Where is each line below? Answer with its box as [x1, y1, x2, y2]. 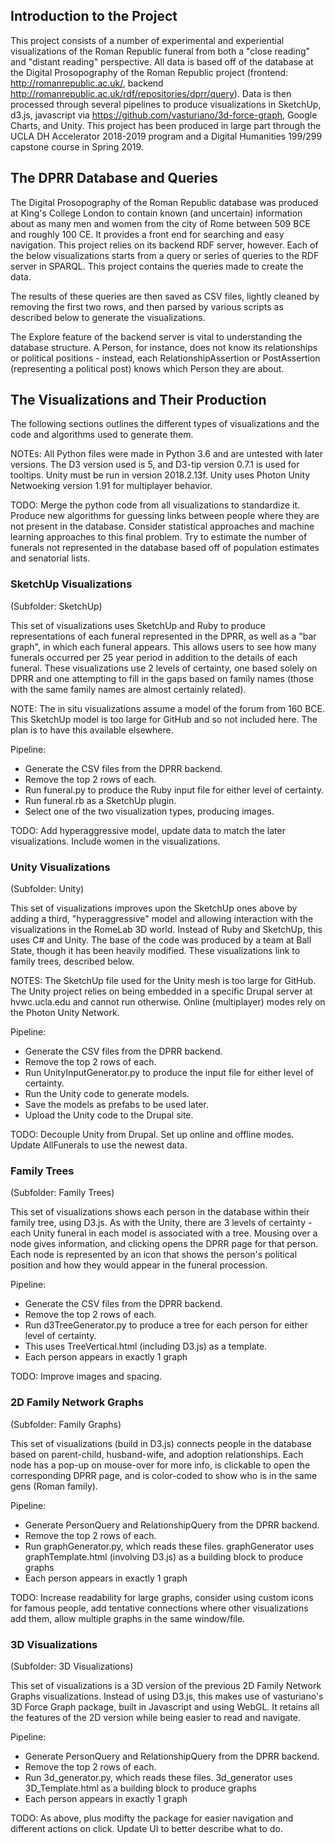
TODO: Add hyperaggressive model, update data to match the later [10, 824, 286, 836]
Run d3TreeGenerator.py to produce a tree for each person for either [24, 1319, 309, 1331]
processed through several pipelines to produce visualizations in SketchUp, [10, 98, 322, 110]
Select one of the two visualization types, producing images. [24, 805, 275, 817]
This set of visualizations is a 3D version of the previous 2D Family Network [10, 1679, 322, 1691]
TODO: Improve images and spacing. [10, 1370, 163, 1383]
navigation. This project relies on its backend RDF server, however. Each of [10, 239, 319, 251]
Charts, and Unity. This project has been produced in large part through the [10, 119, 322, 131]
